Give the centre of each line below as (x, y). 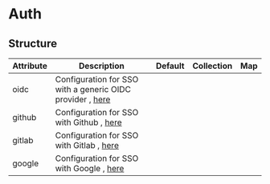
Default (170, 66)
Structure (33, 44)
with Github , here (88, 122)
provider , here (83, 99)
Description (102, 66)
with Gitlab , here (87, 145)
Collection (213, 66)
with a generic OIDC (93, 89)
